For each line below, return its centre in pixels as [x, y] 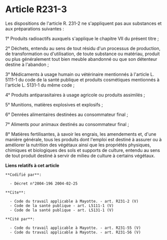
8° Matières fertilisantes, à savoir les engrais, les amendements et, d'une [81, 134]
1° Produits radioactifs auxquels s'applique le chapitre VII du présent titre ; [82, 38]
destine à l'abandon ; [27, 64]
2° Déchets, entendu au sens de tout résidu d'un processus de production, [83, 48]
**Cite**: [16, 192]
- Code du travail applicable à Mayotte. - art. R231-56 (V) [75, 232]
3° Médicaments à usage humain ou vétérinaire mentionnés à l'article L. [80, 74]
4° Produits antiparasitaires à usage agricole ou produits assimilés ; [75, 95]
